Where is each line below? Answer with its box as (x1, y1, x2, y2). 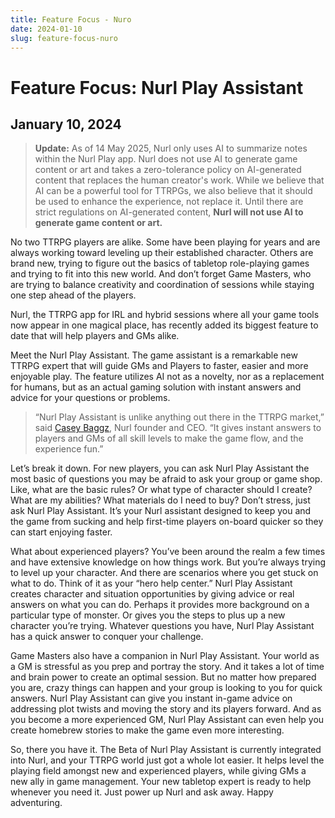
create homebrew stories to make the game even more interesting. (10, 724, 285, 736)
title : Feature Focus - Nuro (10, 14, 132, 25)
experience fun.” (34, 443, 104, 455)
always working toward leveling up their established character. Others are (10, 247, 314, 259)
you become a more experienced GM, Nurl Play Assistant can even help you (10, 714, 325, 726)
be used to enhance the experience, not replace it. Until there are (34, 196, 304, 208)
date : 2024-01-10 (10, 24, 83, 34)
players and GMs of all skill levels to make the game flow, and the (34, 432, 304, 445)
